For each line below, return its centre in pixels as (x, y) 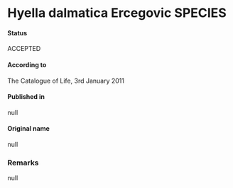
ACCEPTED (24, 49)
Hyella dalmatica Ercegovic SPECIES (117, 13)
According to (27, 64)
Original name (28, 129)
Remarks (23, 163)
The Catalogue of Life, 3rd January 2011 (66, 81)
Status (17, 33)
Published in (26, 97)
